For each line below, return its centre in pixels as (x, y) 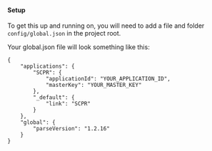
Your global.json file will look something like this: (79, 47)
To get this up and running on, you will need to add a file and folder (106, 26)
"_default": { (54, 98)
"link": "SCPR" (68, 104)
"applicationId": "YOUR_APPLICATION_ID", (108, 79)
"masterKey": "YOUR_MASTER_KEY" (94, 85)
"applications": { (47, 67)
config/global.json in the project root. (64, 33)
